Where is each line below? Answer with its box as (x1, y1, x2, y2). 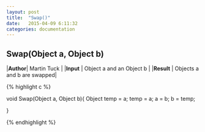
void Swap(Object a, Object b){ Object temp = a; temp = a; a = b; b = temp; (6, 95, 196, 103)
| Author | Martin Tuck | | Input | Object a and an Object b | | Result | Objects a (6, 65, 199, 72)
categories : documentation (6, 26, 75, 32)
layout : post (6, 9, 40, 15)
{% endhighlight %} (6, 119, 56, 126)
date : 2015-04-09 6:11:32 (6, 20, 78, 26)
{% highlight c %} (6, 83, 51, 90)
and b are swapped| (6, 71, 57, 79)
